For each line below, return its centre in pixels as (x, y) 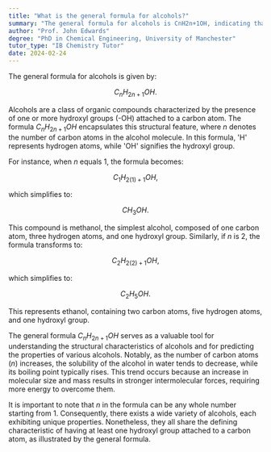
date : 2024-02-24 (38, 53)
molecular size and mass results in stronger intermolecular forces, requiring (134, 380)
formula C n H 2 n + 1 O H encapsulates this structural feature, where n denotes (132, 128)
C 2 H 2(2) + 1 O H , (135, 262)
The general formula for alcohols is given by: (83, 76)
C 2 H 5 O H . (135, 294)
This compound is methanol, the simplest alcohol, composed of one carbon (134, 228)
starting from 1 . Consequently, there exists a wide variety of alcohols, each (132, 413)
